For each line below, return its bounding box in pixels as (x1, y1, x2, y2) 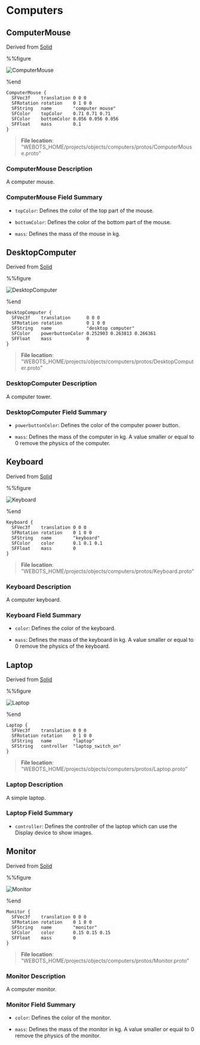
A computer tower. (6, 393, 52, 400)
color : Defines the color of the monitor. (14, 1014, 112, 1022)
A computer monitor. (6, 985, 57, 992)
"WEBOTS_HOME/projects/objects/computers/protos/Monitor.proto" (20, 957, 190, 964)
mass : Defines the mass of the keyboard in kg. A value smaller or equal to (14, 636, 194, 644)
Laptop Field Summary (6, 809, 73, 817)
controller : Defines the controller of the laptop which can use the (14, 822, 177, 830)
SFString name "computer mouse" (11, 105, 116, 111)
